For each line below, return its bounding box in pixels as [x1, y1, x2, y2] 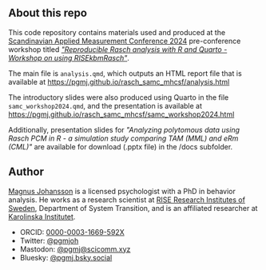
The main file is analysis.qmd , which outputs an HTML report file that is [8, 68, 242, 78]
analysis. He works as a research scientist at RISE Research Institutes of [8, 195, 246, 204]
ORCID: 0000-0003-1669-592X [19, 227, 125, 236]
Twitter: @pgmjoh [19, 236, 79, 245]
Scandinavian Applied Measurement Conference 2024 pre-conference [8, 36, 241, 46]
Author [8, 165, 44, 179]
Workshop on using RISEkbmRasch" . [8, 53, 130, 62]
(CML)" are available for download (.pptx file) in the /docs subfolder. [8, 141, 233, 151]
